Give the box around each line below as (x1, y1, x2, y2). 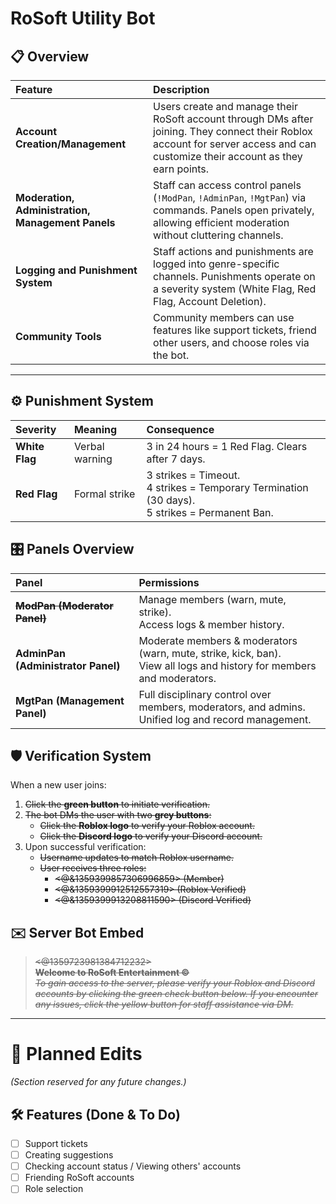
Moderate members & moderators (138, 633, 298, 647)
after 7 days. (146, 452, 206, 466)
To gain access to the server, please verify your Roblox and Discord (34, 977, 316, 989)
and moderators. (138, 671, 217, 685)
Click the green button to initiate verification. (24, 798, 211, 811)
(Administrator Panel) (15, 658, 121, 672)
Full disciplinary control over (138, 687, 272, 701)
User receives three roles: (39, 862, 147, 874)
